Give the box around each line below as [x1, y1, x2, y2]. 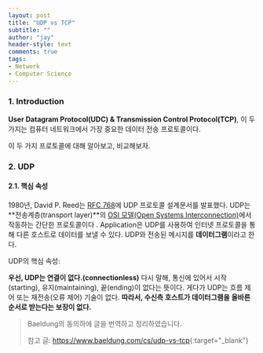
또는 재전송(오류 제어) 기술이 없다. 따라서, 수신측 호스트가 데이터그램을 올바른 [16, 293, 251, 302]
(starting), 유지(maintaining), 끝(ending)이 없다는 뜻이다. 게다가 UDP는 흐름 [8, 283, 243, 293]
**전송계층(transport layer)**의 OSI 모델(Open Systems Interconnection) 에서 [8, 210, 252, 220]
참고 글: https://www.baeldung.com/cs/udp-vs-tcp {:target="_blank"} [27, 336, 249, 345]
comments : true [8, 48, 58, 56]
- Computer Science [8, 70, 72, 78]
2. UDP [8, 161, 35, 172]
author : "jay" [8, 33, 55, 42]
